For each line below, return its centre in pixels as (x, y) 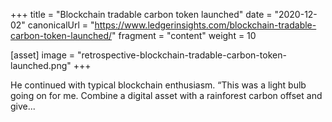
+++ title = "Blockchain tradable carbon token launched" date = (141, 14)
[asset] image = (42, 55)
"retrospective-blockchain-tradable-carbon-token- (181, 55)
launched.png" (41, 65)
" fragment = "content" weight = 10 (184, 35)
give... (23, 106)
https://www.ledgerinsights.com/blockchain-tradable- (205, 25)
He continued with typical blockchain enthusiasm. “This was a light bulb (158, 85)
